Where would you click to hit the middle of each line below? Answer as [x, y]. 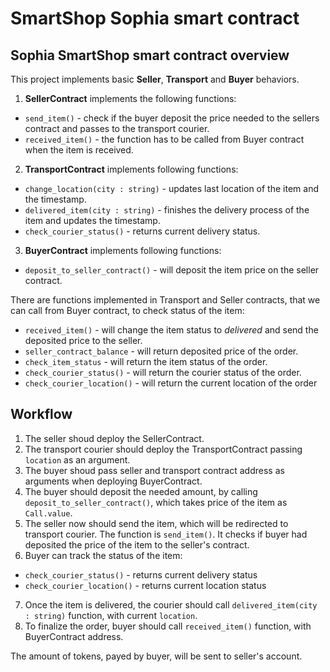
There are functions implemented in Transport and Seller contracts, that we [165, 300]
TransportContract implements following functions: [131, 169]
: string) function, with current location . [111, 615]
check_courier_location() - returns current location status [145, 585]
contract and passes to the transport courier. [117, 128]
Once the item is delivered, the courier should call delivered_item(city [171, 604]
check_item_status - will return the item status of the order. [146, 361]
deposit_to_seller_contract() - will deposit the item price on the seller [172, 270]
